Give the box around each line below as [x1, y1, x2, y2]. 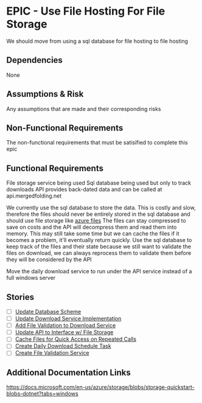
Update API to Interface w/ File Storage [15, 329, 114, 336]
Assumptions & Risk [6, 89, 84, 99]
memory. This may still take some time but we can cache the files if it [6, 230, 179, 237]
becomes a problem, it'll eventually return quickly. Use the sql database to [6, 237, 192, 244]
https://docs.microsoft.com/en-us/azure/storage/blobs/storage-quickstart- [6, 383, 195, 391]
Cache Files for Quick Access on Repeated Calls [15, 335, 137, 343]
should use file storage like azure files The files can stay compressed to [6, 217, 187, 224]
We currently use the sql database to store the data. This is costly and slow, [6, 204, 196, 212]
